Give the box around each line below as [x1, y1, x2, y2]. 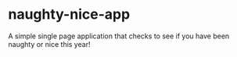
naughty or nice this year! [8, 39, 91, 48]
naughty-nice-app [8, 5, 131, 23]
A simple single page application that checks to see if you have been [8, 31, 230, 41]
